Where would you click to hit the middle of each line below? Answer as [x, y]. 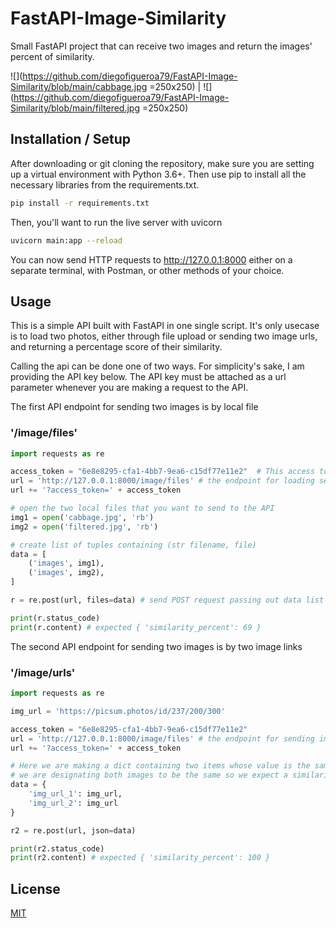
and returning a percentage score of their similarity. [116, 347]
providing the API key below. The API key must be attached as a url [148, 377]
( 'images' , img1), [66, 563]
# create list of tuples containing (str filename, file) [133, 545]
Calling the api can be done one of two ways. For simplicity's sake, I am [157, 366]
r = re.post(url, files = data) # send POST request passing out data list [167, 600]
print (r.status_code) [55, 618]
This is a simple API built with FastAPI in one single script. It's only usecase [165, 326]
